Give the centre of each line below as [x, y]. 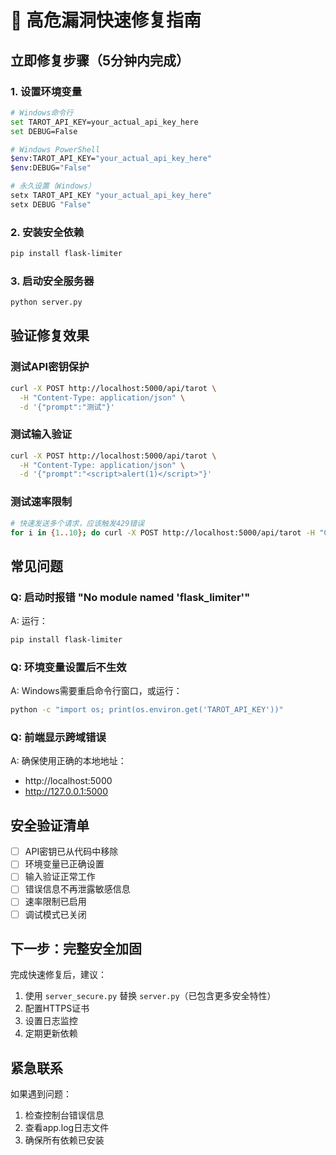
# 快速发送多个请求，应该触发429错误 [77, 523]
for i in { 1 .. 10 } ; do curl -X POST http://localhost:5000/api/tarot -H [162, 532]
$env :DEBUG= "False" [51, 168]
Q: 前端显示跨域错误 [58, 738]
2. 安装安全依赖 [47, 232]
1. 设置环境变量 [46, 91]
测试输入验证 [41, 434]
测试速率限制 [41, 502]
